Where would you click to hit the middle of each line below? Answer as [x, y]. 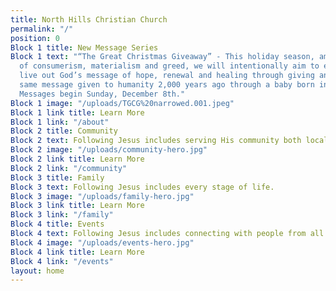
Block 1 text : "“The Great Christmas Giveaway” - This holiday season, [162, 57]
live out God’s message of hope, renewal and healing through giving [167, 76]
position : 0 [35, 38]
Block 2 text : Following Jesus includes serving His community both [156, 141]
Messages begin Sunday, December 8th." [102, 94]
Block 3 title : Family [57, 177]
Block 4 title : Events [57, 224]
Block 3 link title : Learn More [77, 206]
